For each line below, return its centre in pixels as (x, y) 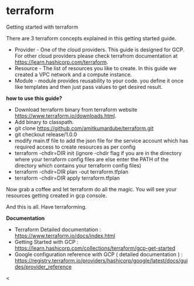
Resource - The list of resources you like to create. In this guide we (96, 68)
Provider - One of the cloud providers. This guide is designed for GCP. (99, 49)
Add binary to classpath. (44, 122)
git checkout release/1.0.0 (46, 134)
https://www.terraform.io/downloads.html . (65, 116)
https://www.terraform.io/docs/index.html (65, 236)
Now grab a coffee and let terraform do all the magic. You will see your (91, 189)
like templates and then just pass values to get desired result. (89, 87)
